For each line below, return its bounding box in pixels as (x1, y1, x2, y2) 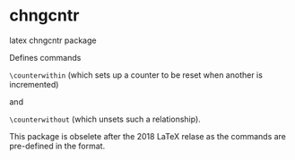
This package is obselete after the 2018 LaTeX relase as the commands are (9, 131, 287, 141)
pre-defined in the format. (9, 140, 106, 151)
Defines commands (9, 52, 82, 63)
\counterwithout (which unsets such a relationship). (9, 114, 202, 124)
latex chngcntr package (9, 35, 97, 46)
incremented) (9, 79, 59, 89)
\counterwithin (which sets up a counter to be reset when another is (9, 69, 263, 80)
